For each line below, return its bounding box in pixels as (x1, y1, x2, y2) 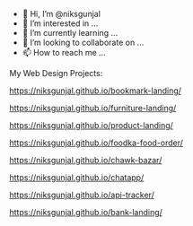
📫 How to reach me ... (22, 48, 106, 57)
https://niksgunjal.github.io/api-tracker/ (9, 189, 154, 200)
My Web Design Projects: (9, 68, 103, 78)
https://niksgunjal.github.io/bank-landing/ (9, 207, 163, 217)
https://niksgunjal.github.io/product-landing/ (9, 120, 173, 130)
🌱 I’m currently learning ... (22, 28, 118, 38)
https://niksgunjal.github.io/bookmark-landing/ (9, 85, 182, 96)
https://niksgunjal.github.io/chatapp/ (9, 172, 145, 183)
